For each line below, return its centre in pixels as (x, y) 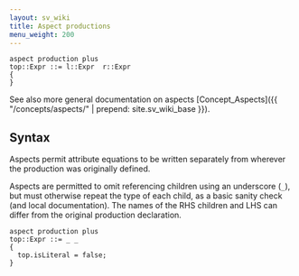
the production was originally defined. (80, 169)
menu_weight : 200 (42, 34)
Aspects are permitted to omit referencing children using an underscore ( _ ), (150, 187)
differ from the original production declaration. (96, 215)
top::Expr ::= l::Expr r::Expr (70, 67)
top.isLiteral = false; (62, 255)
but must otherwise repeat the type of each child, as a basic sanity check (146, 196)
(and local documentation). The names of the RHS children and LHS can (144, 206)
